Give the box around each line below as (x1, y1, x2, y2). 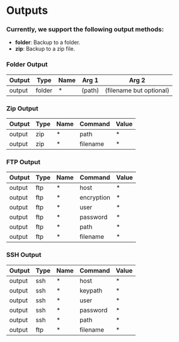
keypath (79, 286, 102, 294)
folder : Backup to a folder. (14, 39, 81, 46)
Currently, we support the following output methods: (6, 25, 164, 34)
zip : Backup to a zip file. (14, 45, 75, 52)
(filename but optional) (104, 86, 170, 94)
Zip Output (6, 104, 39, 112)
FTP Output (6, 158, 41, 166)
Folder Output (6, 60, 48, 69)
